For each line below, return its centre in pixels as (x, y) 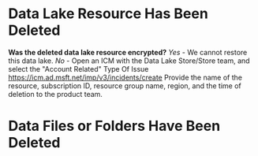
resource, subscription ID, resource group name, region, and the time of (125, 85)
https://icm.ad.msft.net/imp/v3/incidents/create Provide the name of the (125, 77)
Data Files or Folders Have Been (114, 126)
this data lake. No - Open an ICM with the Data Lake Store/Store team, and (129, 61)
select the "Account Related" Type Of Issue (79, 69)
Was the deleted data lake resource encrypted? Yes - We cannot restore (128, 52)
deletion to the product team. (55, 94)
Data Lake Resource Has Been (108, 14)
